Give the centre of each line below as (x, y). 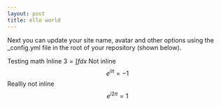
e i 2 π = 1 (117, 95)
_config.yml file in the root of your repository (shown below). (94, 47)
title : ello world (34, 20)
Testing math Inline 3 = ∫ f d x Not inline (62, 61)
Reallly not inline (31, 84)
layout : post (26, 14)
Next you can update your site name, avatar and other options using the (111, 40)
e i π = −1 (117, 73)
